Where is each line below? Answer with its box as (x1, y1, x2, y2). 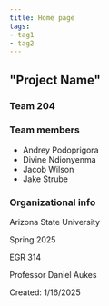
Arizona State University (9, 217, 101, 228)
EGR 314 (9, 252, 42, 263)
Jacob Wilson (22, 163, 74, 174)
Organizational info (9, 196, 96, 209)
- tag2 (9, 38, 35, 48)
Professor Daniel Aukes (9, 270, 97, 281)
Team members (9, 123, 80, 136)
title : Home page (9, 13, 75, 23)
